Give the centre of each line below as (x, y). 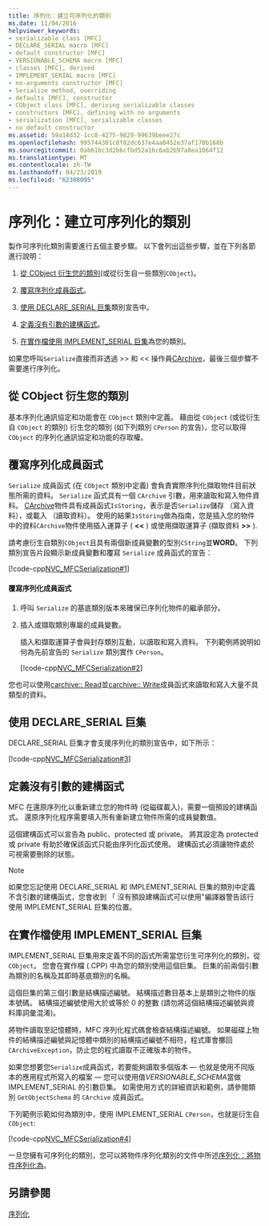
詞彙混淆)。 (41, 1013)
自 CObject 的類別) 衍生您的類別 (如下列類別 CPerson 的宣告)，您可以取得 (127, 427)
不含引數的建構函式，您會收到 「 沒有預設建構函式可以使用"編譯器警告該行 (131, 897)
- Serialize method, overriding (62, 90)
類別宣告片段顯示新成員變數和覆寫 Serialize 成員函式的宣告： (111, 553)
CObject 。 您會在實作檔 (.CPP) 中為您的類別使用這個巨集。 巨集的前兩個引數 (134, 966)
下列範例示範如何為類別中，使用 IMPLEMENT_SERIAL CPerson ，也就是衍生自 (134, 1114)
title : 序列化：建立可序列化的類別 (60, 16)
